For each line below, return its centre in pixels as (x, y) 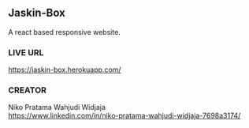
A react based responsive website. (64, 32)
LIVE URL (26, 52)
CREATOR (28, 90)
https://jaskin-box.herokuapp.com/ (65, 70)
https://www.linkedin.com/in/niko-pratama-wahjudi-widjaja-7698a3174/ (124, 116)
